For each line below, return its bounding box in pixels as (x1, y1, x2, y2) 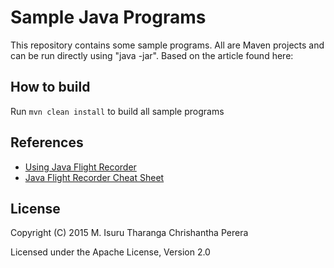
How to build (10, 79, 91, 96)
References (10, 134, 84, 151)
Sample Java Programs (10, 6, 207, 29)
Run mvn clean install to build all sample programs (10, 105, 225, 117)
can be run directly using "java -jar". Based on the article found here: (10, 49, 294, 61)
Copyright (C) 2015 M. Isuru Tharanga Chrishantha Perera (10, 227, 249, 239)
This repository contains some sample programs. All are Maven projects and (10, 39, 325, 51)
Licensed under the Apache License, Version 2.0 (10, 246, 211, 258)
